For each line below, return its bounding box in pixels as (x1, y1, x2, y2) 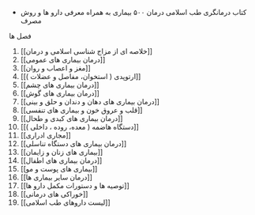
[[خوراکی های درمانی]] (20, 190, 88, 198)
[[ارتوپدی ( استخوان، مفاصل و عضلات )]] (20, 72, 141, 81)
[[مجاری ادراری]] (20, 130, 72, 140)
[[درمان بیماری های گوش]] (20, 89, 99, 98)
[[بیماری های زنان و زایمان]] (20, 147, 103, 157)
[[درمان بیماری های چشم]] (20, 80, 99, 89)
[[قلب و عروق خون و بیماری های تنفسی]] (20, 105, 143, 115)
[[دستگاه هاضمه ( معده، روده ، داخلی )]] (20, 123, 139, 131)
